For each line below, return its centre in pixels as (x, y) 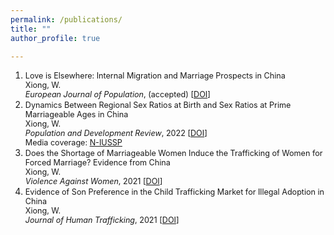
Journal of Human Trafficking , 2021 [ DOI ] (102, 220)
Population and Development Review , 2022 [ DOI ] (116, 133)
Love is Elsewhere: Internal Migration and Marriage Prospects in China (155, 76)
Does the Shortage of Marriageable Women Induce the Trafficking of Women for (173, 153)
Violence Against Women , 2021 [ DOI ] (93, 181)
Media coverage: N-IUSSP (73, 142)
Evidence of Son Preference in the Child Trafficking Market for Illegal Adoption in (174, 192)
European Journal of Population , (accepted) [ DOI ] (117, 94)
